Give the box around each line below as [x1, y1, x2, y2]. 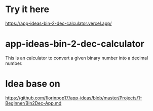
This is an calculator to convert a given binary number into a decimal [5, 55, 148, 61]
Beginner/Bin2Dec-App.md [5, 100, 62, 106]
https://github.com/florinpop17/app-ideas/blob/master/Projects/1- [5, 95, 142, 101]
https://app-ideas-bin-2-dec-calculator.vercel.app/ [5, 20, 112, 26]
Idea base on [5, 78, 61, 90]
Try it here [5, 4, 50, 15]
